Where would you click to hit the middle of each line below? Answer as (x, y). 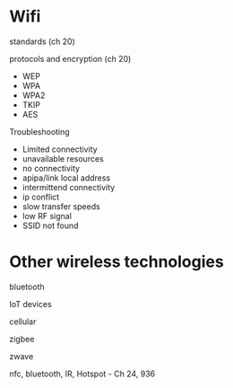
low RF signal (47, 216)
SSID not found (50, 225)
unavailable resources (63, 158)
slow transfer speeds (61, 206)
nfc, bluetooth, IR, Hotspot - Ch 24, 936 (82, 374)
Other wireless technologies (116, 262)
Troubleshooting (39, 131)
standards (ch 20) (43, 41)
